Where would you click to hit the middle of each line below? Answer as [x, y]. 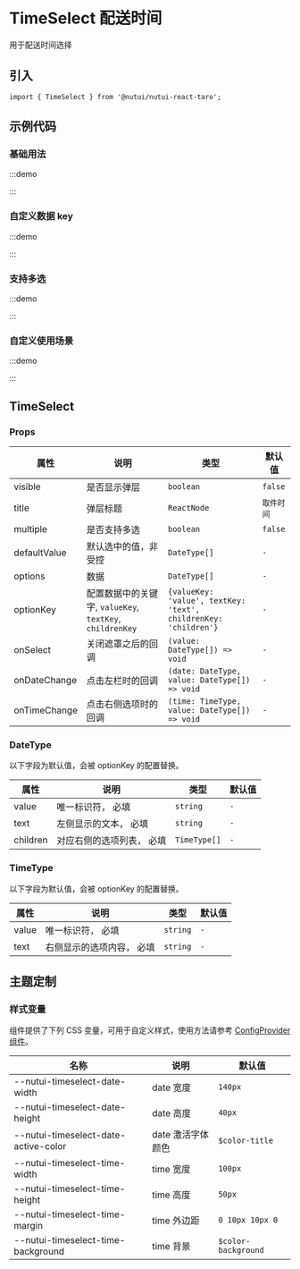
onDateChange [46, 681]
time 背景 [171, 1247]
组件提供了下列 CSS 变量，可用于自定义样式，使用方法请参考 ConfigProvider [150, 1030]
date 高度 [171, 1113]
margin [28, 1226]
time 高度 [171, 1195]
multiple [30, 529]
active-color [40, 1146]
